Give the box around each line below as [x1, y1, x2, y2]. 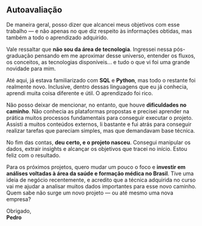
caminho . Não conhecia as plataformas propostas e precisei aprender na [6, 107, 190, 115]
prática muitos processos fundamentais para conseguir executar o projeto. [6, 114, 193, 121]
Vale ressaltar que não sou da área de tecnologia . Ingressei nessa [6, 45, 172, 53]
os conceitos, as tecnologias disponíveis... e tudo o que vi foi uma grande [6, 58, 190, 65]
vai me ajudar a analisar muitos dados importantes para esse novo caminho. [6, 182, 197, 190]
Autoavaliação [6, 5, 62, 15]
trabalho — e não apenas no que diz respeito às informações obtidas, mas [6, 27, 192, 35]
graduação [6, 52, 33, 59]
